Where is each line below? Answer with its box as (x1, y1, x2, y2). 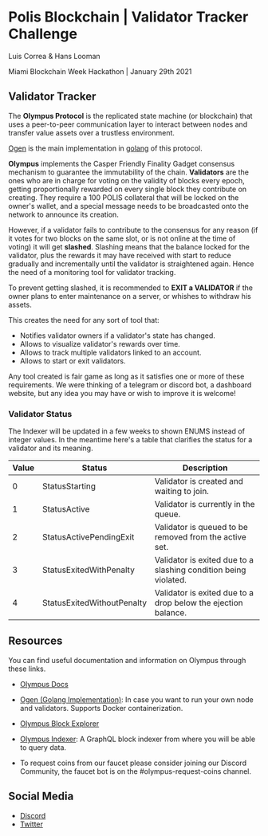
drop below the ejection (154, 598, 243, 609)
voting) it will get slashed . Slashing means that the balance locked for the (8, 241, 250, 251)
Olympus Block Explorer (19, 718, 100, 728)
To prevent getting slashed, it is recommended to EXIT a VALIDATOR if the (8, 283, 254, 292)
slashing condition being (154, 564, 246, 575)
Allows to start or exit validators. (19, 355, 126, 366)
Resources (8, 634, 63, 648)
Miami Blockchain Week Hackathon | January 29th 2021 (8, 66, 192, 76)
